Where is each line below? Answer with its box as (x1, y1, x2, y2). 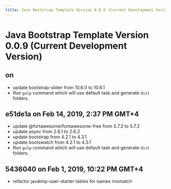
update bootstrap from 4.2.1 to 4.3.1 (12, 134, 87, 140)
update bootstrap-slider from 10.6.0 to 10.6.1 (12, 84, 105, 90)
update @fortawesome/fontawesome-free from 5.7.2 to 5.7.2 (12, 123, 140, 129)
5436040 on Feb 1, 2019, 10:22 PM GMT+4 (5, 165, 144, 173)
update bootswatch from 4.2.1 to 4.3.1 (12, 139, 92, 145)
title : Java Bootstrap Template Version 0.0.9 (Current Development (5, 7, 154, 13)
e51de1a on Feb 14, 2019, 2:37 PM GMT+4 (5, 110, 139, 119)
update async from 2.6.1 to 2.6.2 (12, 129, 80, 135)
